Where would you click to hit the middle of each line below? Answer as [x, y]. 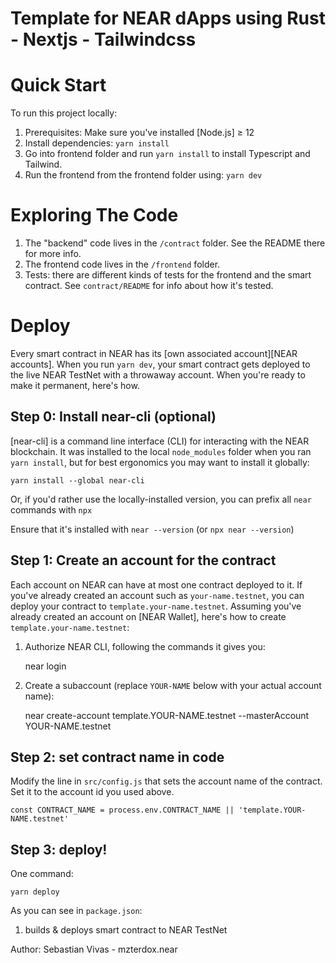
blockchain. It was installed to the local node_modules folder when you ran [161, 451]
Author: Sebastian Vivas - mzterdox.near [94, 949]
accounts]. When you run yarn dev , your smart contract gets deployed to [160, 364]
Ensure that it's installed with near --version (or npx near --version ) [152, 529]
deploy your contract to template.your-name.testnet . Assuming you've [156, 606]
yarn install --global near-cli [77, 480]
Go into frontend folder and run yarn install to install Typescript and [167, 154]
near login [45, 666]
